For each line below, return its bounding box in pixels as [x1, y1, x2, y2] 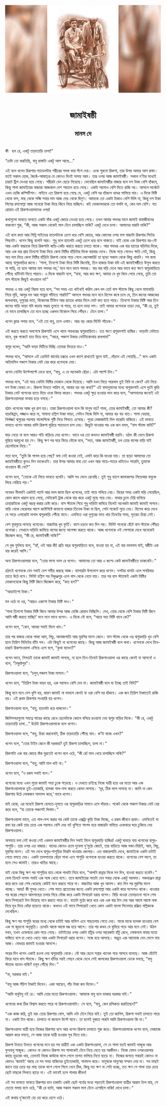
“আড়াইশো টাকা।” [5, 589, 33, 594]
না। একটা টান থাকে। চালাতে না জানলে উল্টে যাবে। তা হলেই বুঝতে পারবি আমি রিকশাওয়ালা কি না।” [5, 1016, 147, 1022]
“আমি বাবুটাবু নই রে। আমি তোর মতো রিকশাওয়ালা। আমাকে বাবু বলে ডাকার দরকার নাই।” [5, 991, 132, 997]
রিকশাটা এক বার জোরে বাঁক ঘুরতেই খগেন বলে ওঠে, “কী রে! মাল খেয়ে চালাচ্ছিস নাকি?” [5, 750, 126, 756]
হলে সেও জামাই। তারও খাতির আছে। [5, 859, 59, 866]
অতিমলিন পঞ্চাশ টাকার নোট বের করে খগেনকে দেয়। [5, 359, 77, 365]
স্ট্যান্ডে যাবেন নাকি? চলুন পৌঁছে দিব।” [5, 961, 59, 967]
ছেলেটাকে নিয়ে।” [5, 443, 31, 449]
